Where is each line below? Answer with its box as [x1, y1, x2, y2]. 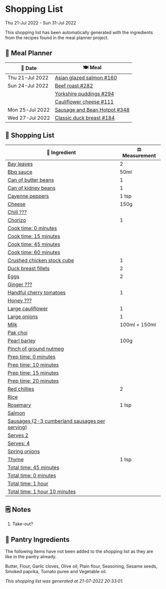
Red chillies [7, 385, 35, 392]
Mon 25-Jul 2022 [7, 106, 50, 113]
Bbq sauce [7, 168, 33, 175]
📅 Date [21, 65, 37, 72]
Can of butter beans [7, 177, 54, 183]
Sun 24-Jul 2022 [7, 82, 49, 89]
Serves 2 [7, 432, 29, 439]
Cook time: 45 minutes [7, 241, 60, 248]
